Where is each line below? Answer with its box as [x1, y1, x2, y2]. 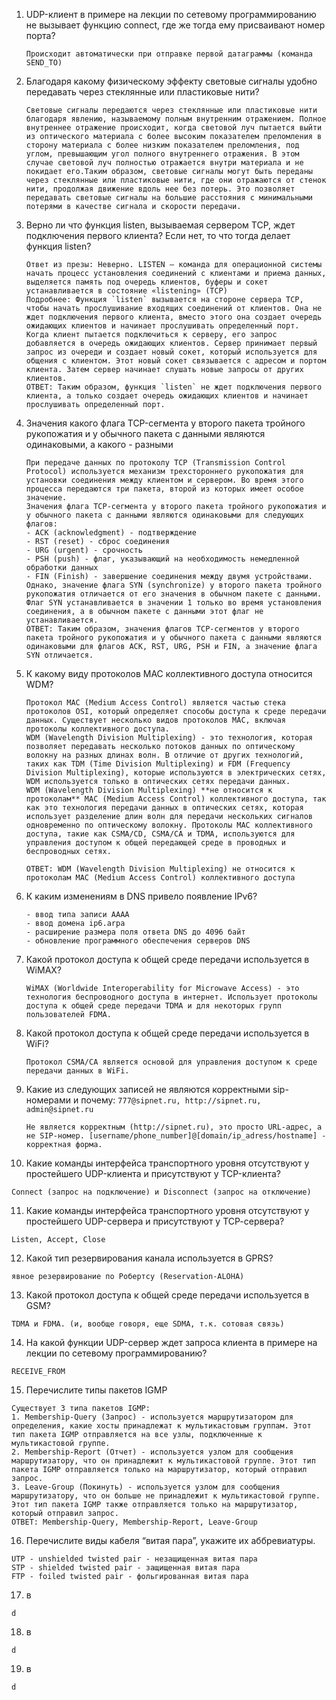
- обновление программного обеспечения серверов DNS [25, 936, 251, 946]
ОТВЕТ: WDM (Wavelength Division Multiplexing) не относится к [25, 864, 296, 874]
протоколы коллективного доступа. [25, 724, 170, 734]
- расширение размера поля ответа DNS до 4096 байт [25, 927, 246, 937]
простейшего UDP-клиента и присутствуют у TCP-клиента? [25, 1168, 281, 1179]
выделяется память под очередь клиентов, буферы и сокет [25, 277, 269, 287]
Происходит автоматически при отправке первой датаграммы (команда [25, 49, 313, 59]
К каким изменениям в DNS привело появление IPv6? [25, 890, 258, 902]
